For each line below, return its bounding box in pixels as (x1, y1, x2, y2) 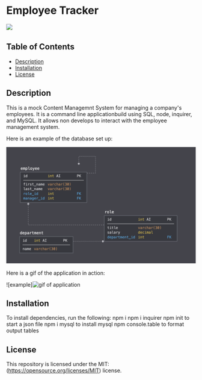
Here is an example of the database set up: (6, 135, 113, 142)
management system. (6, 123, 60, 130)
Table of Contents (6, 42, 75, 52)
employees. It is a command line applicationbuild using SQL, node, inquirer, (6, 110, 192, 117)
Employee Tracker (6, 4, 99, 17)
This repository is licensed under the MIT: (6, 361, 109, 368)
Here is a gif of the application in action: (6, 269, 105, 276)
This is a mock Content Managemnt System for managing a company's (6, 104, 182, 111)
